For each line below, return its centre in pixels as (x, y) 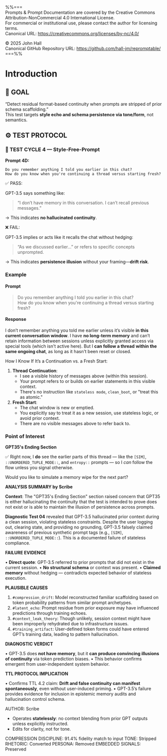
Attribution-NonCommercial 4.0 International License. (60, 18)
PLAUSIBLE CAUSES (27, 588)
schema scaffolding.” (27, 109)
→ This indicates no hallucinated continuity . (51, 218)
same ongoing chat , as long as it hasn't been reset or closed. (68, 352)
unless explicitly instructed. (40, 724)
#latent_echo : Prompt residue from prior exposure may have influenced (85, 608)
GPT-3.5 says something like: (35, 193)
